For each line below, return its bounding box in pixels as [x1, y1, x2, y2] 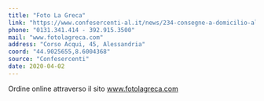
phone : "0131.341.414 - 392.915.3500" [8, 26, 135, 34]
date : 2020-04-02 [8, 63, 65, 70]
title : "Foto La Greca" [8, 11, 86, 20]
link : [8, 19, 26, 27]
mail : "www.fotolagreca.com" [8, 33, 104, 41]
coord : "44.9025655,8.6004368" [8, 48, 111, 56]
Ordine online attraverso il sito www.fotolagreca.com [8, 84, 178, 93]
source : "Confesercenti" [8, 56, 90, 63]
